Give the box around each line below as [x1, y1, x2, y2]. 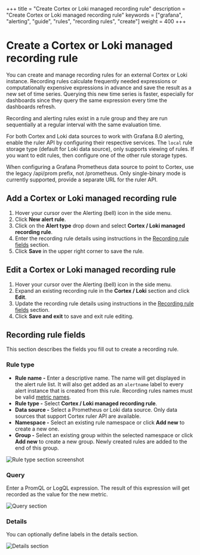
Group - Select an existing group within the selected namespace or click [14, 431, 193, 439]
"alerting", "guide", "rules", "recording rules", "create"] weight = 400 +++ [6, 18, 186, 25]
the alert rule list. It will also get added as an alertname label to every [14, 380, 184, 388]
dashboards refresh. [6, 103, 57, 110]
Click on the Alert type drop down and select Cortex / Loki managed [14, 222, 185, 229]
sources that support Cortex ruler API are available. [14, 413, 141, 420]
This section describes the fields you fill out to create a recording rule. [6, 345, 179, 353]
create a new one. [14, 425, 60, 432]
